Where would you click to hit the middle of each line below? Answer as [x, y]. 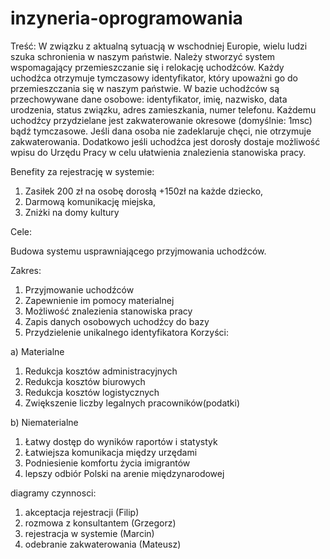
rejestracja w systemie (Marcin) [89, 533]
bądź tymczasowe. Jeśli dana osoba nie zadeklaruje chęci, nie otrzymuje [161, 131]
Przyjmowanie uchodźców [79, 289]
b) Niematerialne [44, 422]
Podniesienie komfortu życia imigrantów [107, 463]
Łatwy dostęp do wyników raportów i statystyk [121, 441]
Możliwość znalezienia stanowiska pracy [108, 311]
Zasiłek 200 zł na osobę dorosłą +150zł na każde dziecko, [144, 191]
